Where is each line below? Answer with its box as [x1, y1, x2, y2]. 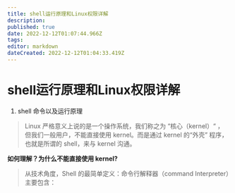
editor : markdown [7, 43, 59, 50]
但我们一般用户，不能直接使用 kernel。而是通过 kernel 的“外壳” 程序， [24, 130, 228, 139]
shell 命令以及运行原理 [17, 106, 83, 115]
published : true [7, 23, 55, 30]
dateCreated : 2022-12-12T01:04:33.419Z [7, 50, 125, 57]
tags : [7, 37, 23, 44]
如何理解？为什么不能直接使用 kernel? [7, 154, 118, 163]
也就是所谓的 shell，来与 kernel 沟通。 [24, 139, 136, 148]
